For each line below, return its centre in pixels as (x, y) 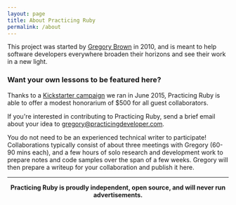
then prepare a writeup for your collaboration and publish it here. (101, 167)
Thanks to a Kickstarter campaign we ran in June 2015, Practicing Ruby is (114, 95)
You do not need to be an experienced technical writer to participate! (107, 137)
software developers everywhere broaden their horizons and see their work (117, 54)
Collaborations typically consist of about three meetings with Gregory (108, 145)
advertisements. (118, 194)
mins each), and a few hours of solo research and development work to (120, 152)
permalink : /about (34, 27)
